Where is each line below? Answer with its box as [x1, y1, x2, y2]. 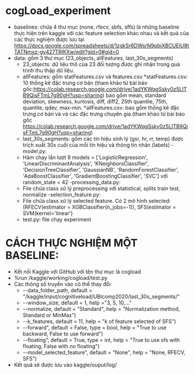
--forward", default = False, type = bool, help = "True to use [22, 324, 167, 331]
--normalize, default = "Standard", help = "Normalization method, [22, 305, 180, 312]
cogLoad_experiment [5, 4, 112, 18]
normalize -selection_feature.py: [22, 191, 101, 198]
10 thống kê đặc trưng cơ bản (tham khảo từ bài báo [22, 79, 148, 86]
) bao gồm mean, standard [102, 92, 166, 99]
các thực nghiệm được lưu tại [13, 36, 85, 43]
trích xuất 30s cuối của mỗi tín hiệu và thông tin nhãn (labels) [22, 141, 170, 148]
